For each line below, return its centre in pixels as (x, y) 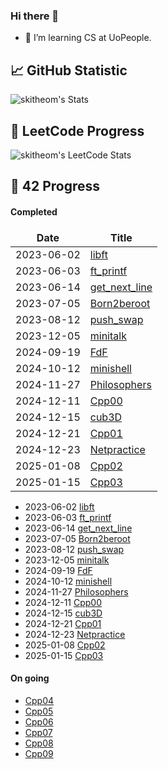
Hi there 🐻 (35, 16)
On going (30, 678)
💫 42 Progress (55, 186)
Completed (34, 211)
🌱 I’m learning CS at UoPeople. (88, 38)
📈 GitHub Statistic (69, 70)
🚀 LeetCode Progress (77, 130)
